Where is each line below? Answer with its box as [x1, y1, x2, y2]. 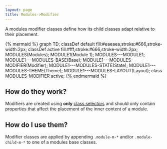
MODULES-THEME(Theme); [5, 67, 63, 73]
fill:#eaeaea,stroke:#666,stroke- [95, 41, 162, 47]
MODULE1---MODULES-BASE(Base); [5, 57, 82, 63]
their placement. [5, 31, 39, 37]
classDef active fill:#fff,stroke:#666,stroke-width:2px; [28, 46, 138, 52]
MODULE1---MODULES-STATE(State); [49, 62, 128, 68]
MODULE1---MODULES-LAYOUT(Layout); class [63, 67, 162, 73]
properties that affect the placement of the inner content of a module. [5, 106, 148, 112]
